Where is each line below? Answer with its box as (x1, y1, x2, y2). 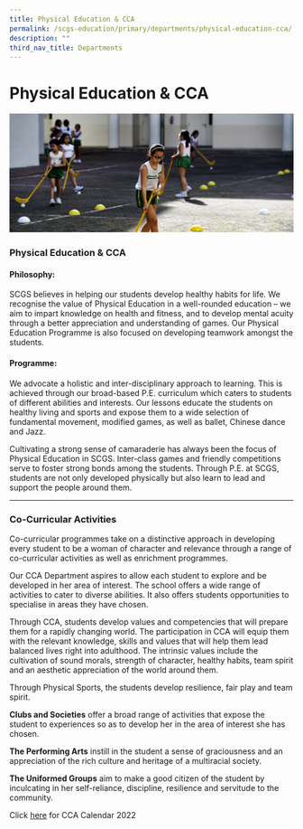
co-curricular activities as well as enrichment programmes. (9, 552, 228, 563)
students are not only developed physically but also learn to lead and (9, 472, 266, 483)
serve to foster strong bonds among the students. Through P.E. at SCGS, (9, 462, 280, 474)
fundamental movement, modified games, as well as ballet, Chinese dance (9, 416, 286, 427)
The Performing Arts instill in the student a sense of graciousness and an (9, 746, 284, 757)
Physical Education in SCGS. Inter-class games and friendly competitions (9, 453, 281, 464)
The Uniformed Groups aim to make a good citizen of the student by (9, 773, 265, 784)
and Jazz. (9, 426, 46, 437)
